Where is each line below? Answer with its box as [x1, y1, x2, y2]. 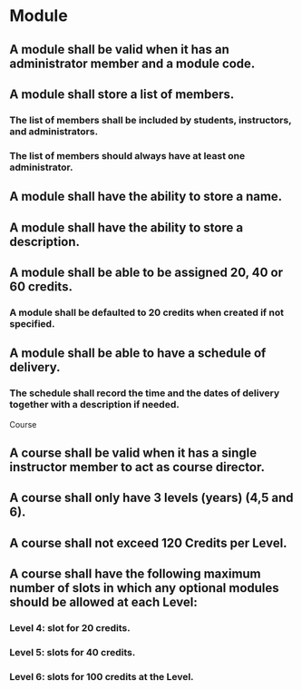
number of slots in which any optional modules [9, 580, 279, 596]
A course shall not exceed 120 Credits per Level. [9, 535, 287, 550]
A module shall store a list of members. [9, 86, 235, 102]
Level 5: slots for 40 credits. [9, 646, 136, 658]
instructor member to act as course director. [9, 459, 266, 475]
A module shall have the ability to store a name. [9, 189, 283, 204]
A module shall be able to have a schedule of [9, 346, 267, 361]
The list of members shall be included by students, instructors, [9, 113, 292, 126]
